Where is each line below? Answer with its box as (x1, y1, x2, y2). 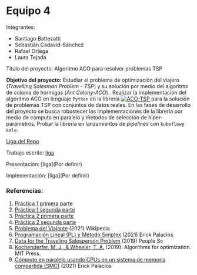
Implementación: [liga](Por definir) (6, 172, 89, 179)
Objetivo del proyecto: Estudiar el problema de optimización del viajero (6, 76, 179, 83)
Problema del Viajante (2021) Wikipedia (14, 225, 110, 232)
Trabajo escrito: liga (6, 149, 55, 156)
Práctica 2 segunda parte (14, 219, 76, 226)
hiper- (148, 113, 163, 121)
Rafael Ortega (14, 47, 49, 54)
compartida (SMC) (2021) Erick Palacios (14, 263, 112, 270)
